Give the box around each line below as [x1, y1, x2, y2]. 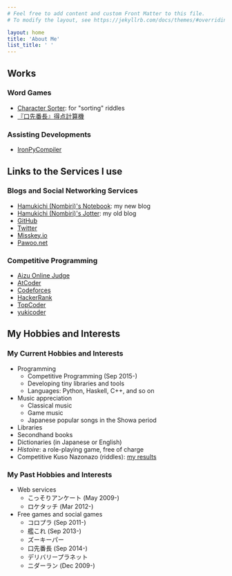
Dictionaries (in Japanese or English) [17, 438, 122, 446]
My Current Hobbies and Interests [7, 349, 124, 358]
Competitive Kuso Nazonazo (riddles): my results [17, 452, 157, 461]
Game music [27, 408, 64, 416]
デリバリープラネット [27, 553, 88, 561]
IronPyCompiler [17, 146, 62, 154]
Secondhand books [17, 430, 73, 439]
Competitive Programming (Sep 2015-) [27, 372, 138, 380]
